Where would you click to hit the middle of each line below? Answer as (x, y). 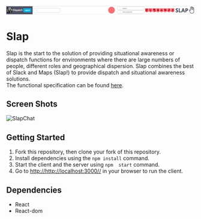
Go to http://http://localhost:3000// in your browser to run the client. (99, 171)
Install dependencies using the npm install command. (82, 158)
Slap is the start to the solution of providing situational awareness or (90, 53)
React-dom (29, 211)
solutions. (18, 79)
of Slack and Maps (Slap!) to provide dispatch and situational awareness (95, 72)
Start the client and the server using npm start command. (87, 165)
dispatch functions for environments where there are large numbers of (93, 60)
